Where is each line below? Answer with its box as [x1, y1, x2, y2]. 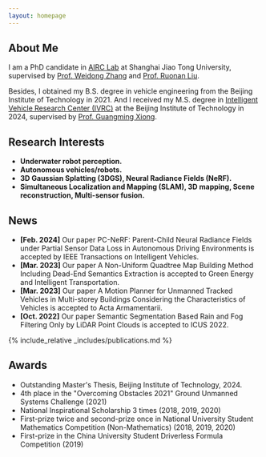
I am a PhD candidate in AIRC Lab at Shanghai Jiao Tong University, [8, 62, 232, 72]
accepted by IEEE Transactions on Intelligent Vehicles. [19, 252, 199, 262]
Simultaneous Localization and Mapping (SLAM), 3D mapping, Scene [19, 182, 255, 192]
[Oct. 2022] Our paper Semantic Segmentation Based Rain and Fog [19, 311, 244, 321]
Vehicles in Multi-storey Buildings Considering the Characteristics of [19, 295, 246, 304]
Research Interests [8, 135, 105, 149]
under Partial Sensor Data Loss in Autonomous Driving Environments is [19, 243, 255, 253]
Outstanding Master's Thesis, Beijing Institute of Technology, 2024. [19, 379, 243, 389]
